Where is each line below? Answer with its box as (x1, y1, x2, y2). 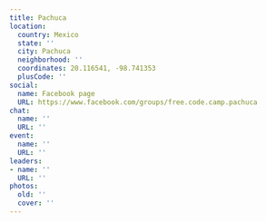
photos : (9, 182, 39, 191)
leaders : (9, 156, 43, 166)
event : (9, 131, 34, 140)
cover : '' (17, 198, 54, 208)
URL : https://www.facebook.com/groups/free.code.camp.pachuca (17, 97, 258, 107)
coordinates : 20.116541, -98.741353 (17, 64, 156, 73)
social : (9, 81, 39, 90)
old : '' (17, 190, 47, 199)
